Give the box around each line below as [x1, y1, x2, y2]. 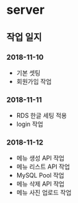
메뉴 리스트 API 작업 [16, 162, 70, 171]
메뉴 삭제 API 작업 [16, 180, 65, 188]
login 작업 [16, 120, 44, 129]
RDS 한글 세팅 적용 [16, 111, 67, 120]
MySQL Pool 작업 [16, 171, 64, 180]
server [6, 2, 45, 18]
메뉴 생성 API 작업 [16, 154, 65, 162]
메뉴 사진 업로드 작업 [16, 189, 72, 197]
